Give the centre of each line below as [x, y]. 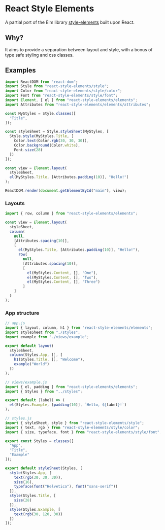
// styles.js [18, 419]
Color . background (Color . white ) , [47, 145]
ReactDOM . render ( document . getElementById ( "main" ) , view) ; [66, 191]
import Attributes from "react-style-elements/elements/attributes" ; [78, 105]
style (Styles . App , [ [31, 473]
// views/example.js [26, 382]
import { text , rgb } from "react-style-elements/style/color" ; [72, 427]
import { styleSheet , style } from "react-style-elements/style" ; [75, 423]
